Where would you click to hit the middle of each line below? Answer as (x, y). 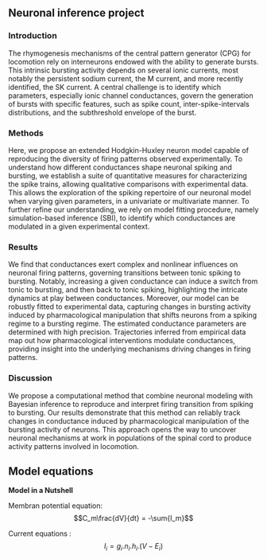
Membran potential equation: (56, 506)
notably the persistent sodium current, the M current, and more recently (126, 78)
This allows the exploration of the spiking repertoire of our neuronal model (130, 192)
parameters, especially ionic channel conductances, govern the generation (131, 96)
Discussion (31, 378)
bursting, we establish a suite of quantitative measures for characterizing (128, 175)
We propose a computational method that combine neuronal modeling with (130, 395)
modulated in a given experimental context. (79, 226)
